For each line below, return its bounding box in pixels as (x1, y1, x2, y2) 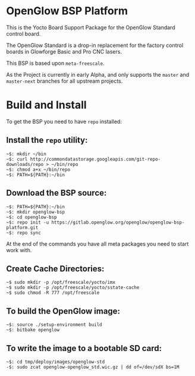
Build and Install (6, 98, 87, 112)
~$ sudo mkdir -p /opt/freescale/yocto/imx (6, 280, 116, 286)
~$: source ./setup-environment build (6, 322, 102, 328)
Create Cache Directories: (6, 264, 105, 274)
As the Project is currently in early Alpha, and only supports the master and (6, 71, 190, 78)
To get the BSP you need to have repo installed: (6, 118, 122, 125)
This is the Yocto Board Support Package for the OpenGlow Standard (6, 24, 175, 31)
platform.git (6, 224, 39, 230)
